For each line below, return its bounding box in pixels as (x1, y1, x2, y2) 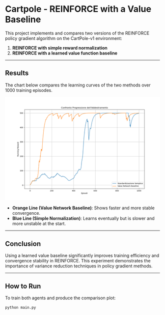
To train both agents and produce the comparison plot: (5, 295, 116, 301)
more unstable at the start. (12, 221, 66, 227)
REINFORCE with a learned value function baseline (12, 50, 118, 56)
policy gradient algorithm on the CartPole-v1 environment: (5, 35, 122, 41)
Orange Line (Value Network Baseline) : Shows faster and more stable (12, 205, 155, 211)
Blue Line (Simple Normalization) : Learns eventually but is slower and (12, 215, 155, 222)
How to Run (5, 282, 41, 290)
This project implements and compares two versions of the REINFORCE (5, 30, 150, 36)
